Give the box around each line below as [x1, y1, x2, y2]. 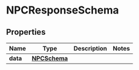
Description [73, 45, 107, 52]
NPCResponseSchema [6, 4, 119, 17]
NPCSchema [31, 54, 68, 62]
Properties [6, 27, 46, 37]
